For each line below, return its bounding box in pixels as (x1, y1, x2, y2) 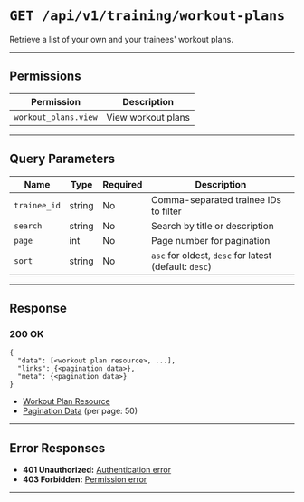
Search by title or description (150, 219, 274, 232)
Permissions (9, 69, 81, 84)
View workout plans (106, 111, 190, 123)
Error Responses (9, 440, 106, 456)
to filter (150, 205, 183, 217)
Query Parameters (9, 151, 116, 167)
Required (102, 178, 143, 190)
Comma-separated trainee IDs (150, 193, 282, 206)
